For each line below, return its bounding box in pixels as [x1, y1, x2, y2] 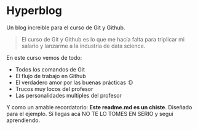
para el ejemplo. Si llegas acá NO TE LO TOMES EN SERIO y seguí [6, 110, 173, 117]
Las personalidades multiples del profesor [15, 92, 122, 99]
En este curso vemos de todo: [6, 54, 82, 61]
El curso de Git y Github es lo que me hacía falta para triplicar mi [21, 35, 185, 43]
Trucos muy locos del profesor [15, 85, 93, 92]
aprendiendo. [6, 117, 41, 124]
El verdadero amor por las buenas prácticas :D [15, 79, 133, 86]
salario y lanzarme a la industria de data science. [21, 42, 146, 49]
